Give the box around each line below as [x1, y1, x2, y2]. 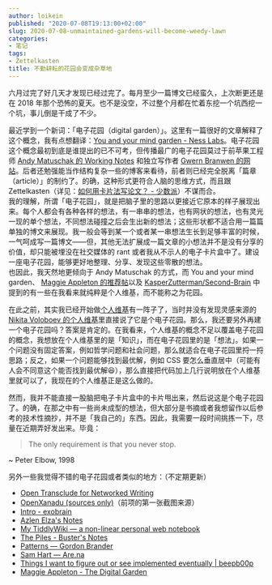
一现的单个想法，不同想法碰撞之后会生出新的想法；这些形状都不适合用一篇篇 [8, 216, 264, 226]
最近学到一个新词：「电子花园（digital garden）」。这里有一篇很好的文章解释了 [8, 125, 264, 135]
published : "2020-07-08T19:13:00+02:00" [8, 19, 147, 28]
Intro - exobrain [19, 506, 73, 516]
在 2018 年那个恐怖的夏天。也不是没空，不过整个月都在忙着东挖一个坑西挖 [8, 98, 256, 108]
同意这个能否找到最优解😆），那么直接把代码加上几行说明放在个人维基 [29, 365, 261, 375]
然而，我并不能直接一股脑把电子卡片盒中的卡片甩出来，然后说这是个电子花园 [8, 392, 264, 402]
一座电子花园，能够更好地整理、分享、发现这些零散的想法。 [8, 257, 207, 267]
